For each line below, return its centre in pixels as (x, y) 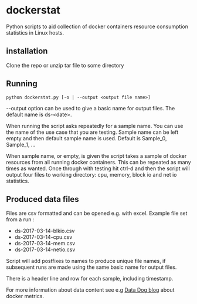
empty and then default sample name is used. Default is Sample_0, (86, 138)
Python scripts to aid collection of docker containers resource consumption (97, 26)
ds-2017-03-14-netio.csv (45, 249)
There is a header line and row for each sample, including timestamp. (90, 279)
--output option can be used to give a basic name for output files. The (91, 108)
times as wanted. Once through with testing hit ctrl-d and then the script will (98, 168)
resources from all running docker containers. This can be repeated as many (98, 162)
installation (27, 51)
